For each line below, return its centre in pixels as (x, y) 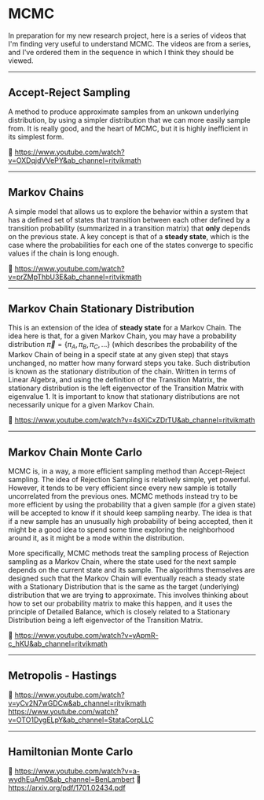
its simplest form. (36, 136)
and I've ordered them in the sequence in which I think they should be (121, 52)
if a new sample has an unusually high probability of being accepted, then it (130, 521)
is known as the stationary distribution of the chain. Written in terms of (122, 371)
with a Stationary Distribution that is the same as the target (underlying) (124, 586)
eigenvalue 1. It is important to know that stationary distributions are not (124, 396)
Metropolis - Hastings (62, 676)
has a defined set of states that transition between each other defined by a (129, 219)
